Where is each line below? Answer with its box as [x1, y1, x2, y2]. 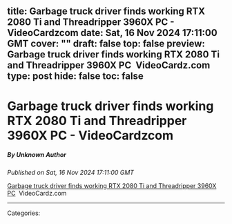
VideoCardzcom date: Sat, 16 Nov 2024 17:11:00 [7, 27, 217, 39]
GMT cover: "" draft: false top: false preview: [7, 38, 205, 50]
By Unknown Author [7, 151, 67, 159]
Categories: [7, 209, 41, 217]
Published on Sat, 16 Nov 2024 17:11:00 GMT [7, 168, 135, 176]
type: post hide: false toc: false [7, 71, 144, 82]
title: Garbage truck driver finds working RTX [7, 6, 206, 17]
